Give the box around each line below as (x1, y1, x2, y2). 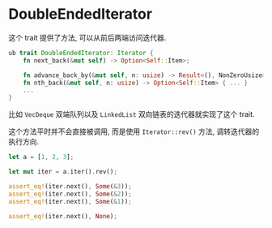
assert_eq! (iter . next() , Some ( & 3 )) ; (8, 182, 132, 191)
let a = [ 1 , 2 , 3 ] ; (8, 153, 74, 161)
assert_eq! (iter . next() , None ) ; (8, 212, 117, 220)
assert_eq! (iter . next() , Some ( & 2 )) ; (8, 190, 132, 198)
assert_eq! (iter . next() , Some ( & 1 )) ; (8, 197, 132, 205)
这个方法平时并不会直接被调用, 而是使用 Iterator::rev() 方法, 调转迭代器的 (8, 127, 260, 136)
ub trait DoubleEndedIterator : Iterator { (8, 49, 154, 57)
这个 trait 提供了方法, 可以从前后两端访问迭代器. (8, 32, 167, 42)
